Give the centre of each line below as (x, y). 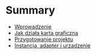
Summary (30, 10)
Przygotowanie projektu (44, 39)
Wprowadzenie (33, 27)
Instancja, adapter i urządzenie (52, 46)
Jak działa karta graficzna (46, 33)
